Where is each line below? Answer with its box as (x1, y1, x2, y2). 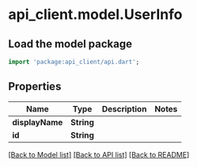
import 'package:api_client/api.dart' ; (8, 58, 140, 66)
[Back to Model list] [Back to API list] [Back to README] (8, 150, 190, 159)
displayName (12, 116, 63, 127)
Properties (8, 80, 62, 93)
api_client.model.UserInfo (8, 6, 183, 24)
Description (101, 103, 147, 114)
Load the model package (8, 37, 133, 51)
